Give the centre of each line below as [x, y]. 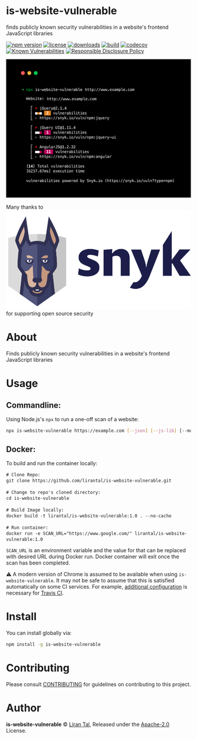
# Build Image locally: [35, 510]
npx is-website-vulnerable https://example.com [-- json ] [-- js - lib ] [91, 431]
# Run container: [27, 528]
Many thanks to [25, 207]
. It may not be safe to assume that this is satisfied [114, 580]
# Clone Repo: [23, 475]
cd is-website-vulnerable [38, 498]
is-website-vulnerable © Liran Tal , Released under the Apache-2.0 [88, 724]
